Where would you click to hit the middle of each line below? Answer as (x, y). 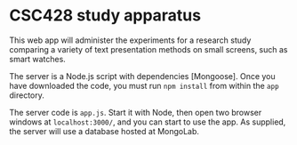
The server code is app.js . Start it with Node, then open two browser (136, 112)
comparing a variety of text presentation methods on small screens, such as (148, 49)
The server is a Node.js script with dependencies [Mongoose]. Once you (142, 76)
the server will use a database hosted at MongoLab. (104, 131)
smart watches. (38, 59)
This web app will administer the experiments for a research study (130, 40)
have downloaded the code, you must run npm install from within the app (144, 85)
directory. (27, 95)
